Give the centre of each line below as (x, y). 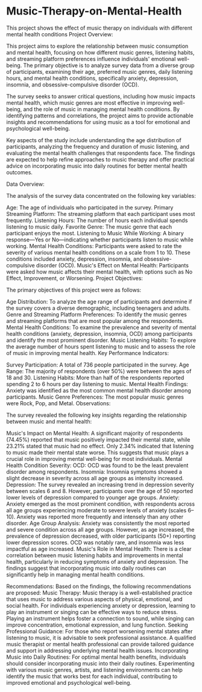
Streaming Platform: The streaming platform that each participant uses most (101, 214)
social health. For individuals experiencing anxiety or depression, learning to (101, 605)
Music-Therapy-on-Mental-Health (94, 11)
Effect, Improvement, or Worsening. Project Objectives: (75, 278)
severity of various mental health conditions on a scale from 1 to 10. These (99, 252)
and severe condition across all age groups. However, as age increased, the (100, 529)
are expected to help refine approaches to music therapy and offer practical (100, 159)
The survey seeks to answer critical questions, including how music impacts (101, 96)
